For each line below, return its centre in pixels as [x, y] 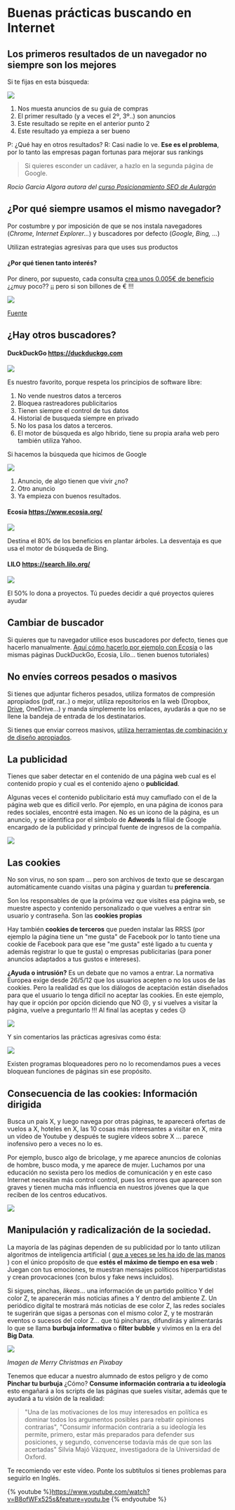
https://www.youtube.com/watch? [101, 1491]
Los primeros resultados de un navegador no [107, 54]
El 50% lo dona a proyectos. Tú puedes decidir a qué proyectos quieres [110, 593]
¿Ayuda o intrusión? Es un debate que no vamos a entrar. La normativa [110, 973]
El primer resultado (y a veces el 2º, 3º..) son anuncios [96, 116]
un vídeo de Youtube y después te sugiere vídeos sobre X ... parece [105, 1136]
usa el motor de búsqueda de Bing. [58, 548]
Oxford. [35, 1457]
